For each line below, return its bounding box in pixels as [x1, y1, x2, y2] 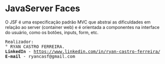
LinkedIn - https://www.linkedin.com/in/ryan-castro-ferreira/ [5, 48, 161, 54]
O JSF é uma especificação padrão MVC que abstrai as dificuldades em [5, 19, 151, 25]
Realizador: [5, 39, 34, 44]
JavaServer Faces [5, 3, 80, 14]
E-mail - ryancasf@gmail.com [5, 53, 75, 59]
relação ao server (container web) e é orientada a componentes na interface [5, 24, 160, 30]
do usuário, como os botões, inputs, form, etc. [5, 29, 99, 35]
